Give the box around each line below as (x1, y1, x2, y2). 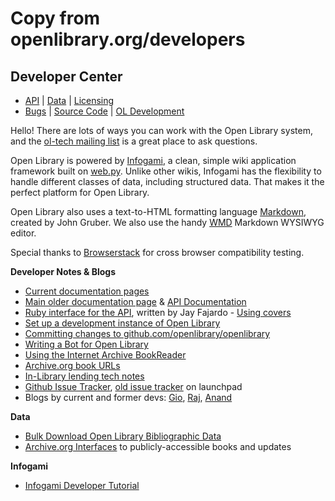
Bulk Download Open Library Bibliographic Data (24, 430, 222, 442)
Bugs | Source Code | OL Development (24, 105, 185, 117)
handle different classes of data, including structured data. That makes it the (10, 176, 325, 187)
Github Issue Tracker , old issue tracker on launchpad (24, 381, 243, 392)
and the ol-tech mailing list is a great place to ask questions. (10, 135, 258, 147)
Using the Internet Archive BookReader (24, 349, 187, 361)
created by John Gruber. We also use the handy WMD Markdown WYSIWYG (10, 217, 325, 228)
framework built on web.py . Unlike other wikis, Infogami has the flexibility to (10, 165, 322, 177)
